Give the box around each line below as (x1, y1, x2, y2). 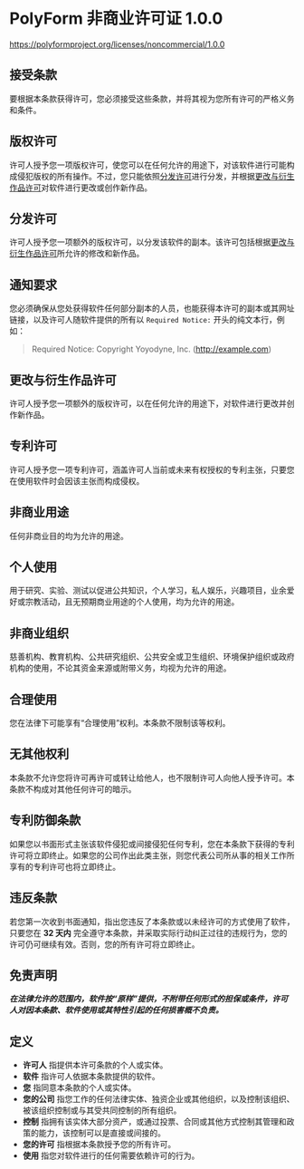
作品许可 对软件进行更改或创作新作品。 (9, 182, 152, 193)
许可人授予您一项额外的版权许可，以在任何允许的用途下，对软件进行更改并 (9, 398, 287, 409)
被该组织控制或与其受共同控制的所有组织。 (22, 1105, 182, 1116)
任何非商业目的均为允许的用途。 (9, 530, 128, 541)
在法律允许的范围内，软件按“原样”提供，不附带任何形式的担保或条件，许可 (9, 993, 289, 1004)
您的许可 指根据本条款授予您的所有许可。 (22, 1139, 176, 1150)
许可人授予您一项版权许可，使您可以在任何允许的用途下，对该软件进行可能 (9, 159, 287, 170)
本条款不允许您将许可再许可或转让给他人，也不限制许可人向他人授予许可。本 (9, 772, 295, 783)
